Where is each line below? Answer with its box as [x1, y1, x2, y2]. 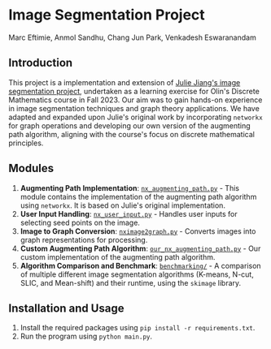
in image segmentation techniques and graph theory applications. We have [8, 103, 260, 113]
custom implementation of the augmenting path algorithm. [20, 252, 216, 261]
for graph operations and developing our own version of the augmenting [8, 120, 251, 131]
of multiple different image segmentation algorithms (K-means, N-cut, [20, 269, 254, 279]
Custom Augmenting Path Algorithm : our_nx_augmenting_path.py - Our [20, 243, 261, 253]
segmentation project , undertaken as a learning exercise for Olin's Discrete [8, 86, 260, 96]
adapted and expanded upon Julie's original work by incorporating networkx [8, 112, 263, 122]
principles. [8, 138, 44, 148]
